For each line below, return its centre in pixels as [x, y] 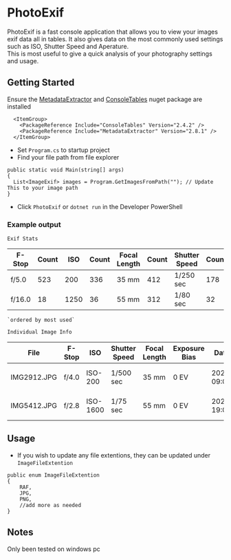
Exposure [189, 349]
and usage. [23, 61]
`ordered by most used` [41, 320]
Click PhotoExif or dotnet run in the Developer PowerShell [100, 206]
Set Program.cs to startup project [63, 150]
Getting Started [41, 83]
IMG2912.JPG [34, 378]
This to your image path [43, 188]
